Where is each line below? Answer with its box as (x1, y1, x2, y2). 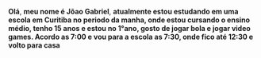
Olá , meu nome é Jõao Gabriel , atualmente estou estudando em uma (8, 7, 239, 16)
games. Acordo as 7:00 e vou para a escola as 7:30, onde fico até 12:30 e (8, 32, 254, 41)
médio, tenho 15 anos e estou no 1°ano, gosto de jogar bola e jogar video (8, 24, 251, 33)
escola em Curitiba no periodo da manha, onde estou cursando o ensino (8, 15, 251, 25)
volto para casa (8, 41, 61, 50)
